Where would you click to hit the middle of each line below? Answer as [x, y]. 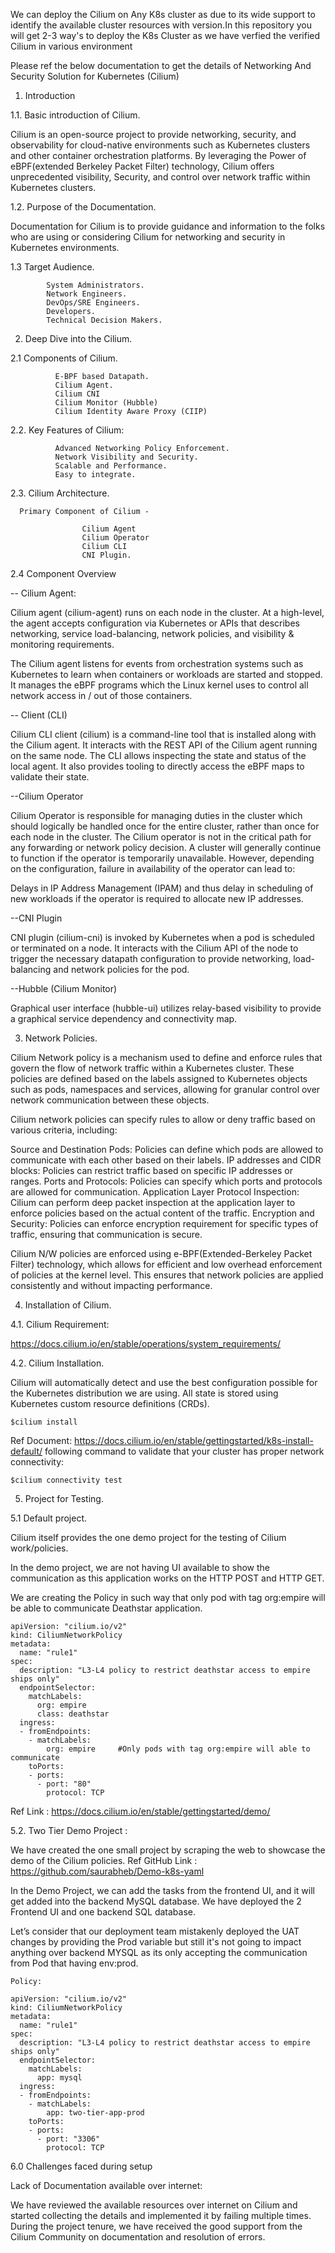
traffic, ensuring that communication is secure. [106, 1234]
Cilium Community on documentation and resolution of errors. [138, 2237]
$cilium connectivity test [66, 1480]
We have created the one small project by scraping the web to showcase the [168, 1850]
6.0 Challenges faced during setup [81, 2166]
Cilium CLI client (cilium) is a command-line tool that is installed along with [163, 734]
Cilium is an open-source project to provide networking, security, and [153, 134]
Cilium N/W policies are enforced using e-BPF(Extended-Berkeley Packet [161, 1253]
